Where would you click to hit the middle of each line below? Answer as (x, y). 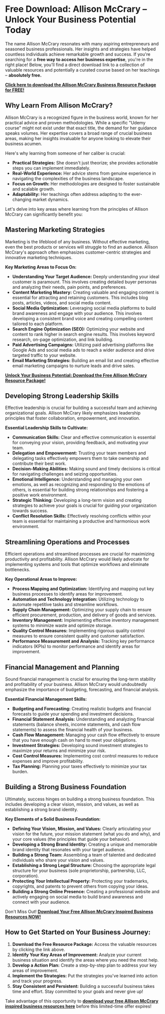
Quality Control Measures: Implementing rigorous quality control (79, 631)
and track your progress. (37, 981)
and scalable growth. (33, 189)
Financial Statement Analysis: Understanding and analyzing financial (83, 719)
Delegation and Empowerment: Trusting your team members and (79, 453)
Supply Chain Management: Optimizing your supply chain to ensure (82, 610)
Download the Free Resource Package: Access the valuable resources (84, 944)
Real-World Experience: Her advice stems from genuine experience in (84, 173)
